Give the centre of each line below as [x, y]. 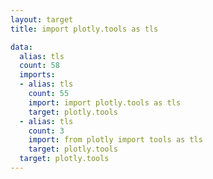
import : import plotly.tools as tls [105, 102]
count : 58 [39, 66]
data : [21, 47]
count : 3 [46, 131]
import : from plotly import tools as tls [115, 140]
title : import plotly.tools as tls [84, 29]
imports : [37, 75]
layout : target [42, 19]
